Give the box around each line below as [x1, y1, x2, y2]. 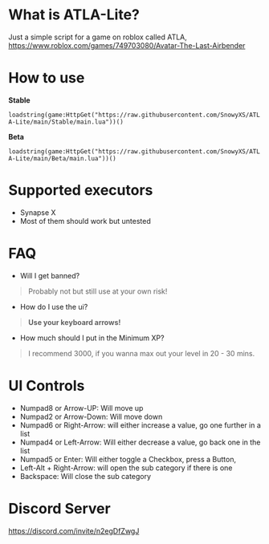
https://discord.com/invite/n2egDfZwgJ [8, 526, 140, 535]
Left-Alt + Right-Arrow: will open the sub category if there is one [19, 463, 233, 473]
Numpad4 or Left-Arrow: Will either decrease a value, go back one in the [19, 437, 261, 447]
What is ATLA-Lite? [8, 6, 141, 24]
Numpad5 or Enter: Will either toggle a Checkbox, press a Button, [19, 454, 237, 464]
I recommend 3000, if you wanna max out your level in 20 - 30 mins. [27, 348, 255, 358]
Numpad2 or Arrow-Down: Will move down [19, 412, 163, 421]
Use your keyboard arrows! [27, 317, 121, 327]
